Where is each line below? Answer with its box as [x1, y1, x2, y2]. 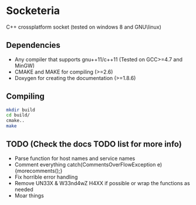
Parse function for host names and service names [14, 155, 136, 162]
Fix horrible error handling [14, 173, 78, 180]
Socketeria [6, 4, 60, 18]
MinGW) [14, 62, 35, 69]
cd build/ [6, 112, 31, 118]
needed [14, 186, 33, 193]
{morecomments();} [14, 167, 63, 174]
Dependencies [6, 40, 60, 50]
